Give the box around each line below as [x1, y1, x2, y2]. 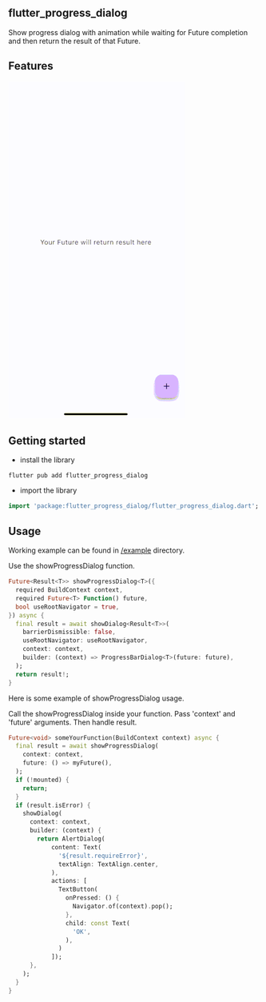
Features [8, 59, 54, 73]
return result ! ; [15, 670, 69, 678]
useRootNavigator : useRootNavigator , [22, 637, 149, 645]
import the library [19, 485, 77, 495]
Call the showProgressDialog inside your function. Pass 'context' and [8, 709, 236, 718]
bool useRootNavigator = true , [15, 603, 120, 611]
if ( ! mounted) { [15, 776, 69, 784]
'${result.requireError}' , [58, 852, 149, 860]
